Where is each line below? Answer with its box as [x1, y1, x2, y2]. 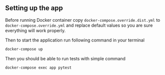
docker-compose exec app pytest [5, 65, 72, 70]
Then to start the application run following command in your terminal [5, 37, 145, 43]
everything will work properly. [5, 27, 66, 34]
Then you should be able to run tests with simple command [5, 55, 126, 61]
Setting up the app [5, 4, 63, 12]
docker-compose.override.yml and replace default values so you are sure [5, 22, 153, 28]
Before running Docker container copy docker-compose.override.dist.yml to [5, 17, 161, 23]
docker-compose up [5, 46, 43, 51]
